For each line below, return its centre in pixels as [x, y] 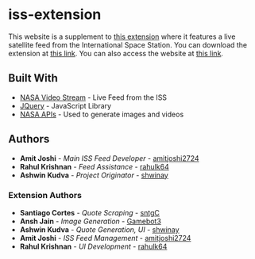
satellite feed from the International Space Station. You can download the [128, 44]
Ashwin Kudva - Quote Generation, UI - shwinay [100, 229]
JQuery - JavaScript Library [66, 105]
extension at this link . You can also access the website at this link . [116, 53]
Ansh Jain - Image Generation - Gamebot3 [90, 221]
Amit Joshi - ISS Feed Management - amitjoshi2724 [105, 238]
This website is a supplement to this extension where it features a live [122, 36]
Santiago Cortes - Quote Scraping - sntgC [90, 212]
